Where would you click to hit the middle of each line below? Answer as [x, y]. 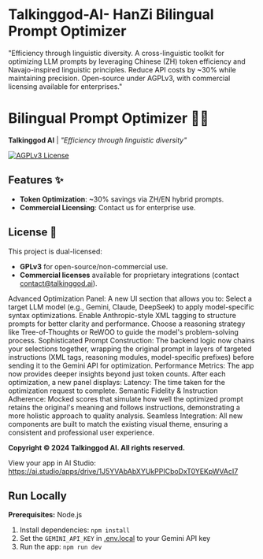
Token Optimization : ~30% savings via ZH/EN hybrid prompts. [122, 199]
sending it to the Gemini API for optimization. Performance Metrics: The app [131, 365]
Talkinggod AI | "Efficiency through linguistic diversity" [98, 140]
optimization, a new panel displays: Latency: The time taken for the [117, 382]
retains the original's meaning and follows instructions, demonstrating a [124, 407]
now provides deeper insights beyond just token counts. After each [117, 374]
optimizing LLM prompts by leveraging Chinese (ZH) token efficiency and [127, 61]
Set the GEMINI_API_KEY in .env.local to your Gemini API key [115, 539]
